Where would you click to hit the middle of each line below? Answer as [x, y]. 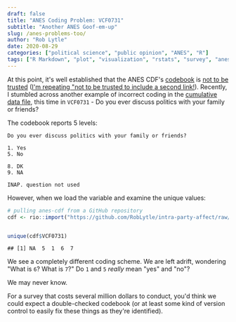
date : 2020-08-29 [33, 46]
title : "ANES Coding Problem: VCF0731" [66, 20]
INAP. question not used [44, 185]
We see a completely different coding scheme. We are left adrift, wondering [117, 262]
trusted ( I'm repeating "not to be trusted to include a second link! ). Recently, [117, 87]
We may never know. [38, 283]
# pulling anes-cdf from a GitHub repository [75, 210]
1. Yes [17, 148]
